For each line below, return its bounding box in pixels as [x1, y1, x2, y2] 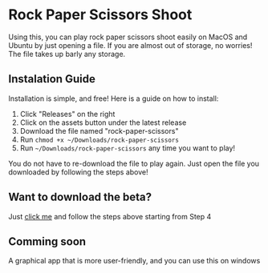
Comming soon [8, 235, 87, 248]
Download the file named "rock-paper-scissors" [19, 126, 179, 135]
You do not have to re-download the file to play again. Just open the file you [8, 159, 259, 168]
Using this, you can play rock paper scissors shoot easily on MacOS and [8, 32, 248, 42]
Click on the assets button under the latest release [19, 118, 187, 127]
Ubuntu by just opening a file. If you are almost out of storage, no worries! [8, 40, 253, 50]
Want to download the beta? [8, 191, 152, 204]
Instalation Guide [8, 72, 96, 86]
